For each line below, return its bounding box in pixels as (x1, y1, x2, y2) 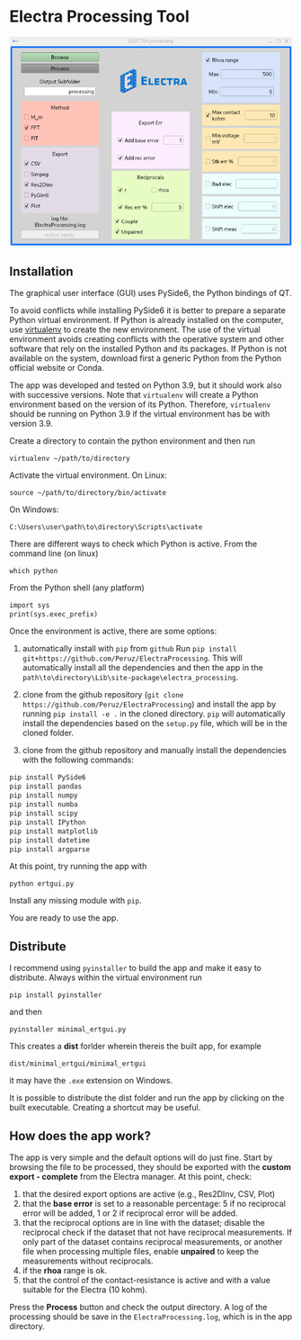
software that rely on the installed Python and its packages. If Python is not (9, 344, 288, 355)
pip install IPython (9, 818, 87, 827)
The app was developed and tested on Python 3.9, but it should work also (9, 380, 282, 391)
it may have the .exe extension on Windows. (9, 1075, 173, 1086)
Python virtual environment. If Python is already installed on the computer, (9, 315, 284, 326)
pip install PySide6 (9, 773, 87, 782)
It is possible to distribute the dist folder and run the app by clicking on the (9, 1093, 285, 1103)
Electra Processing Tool (9, 6, 190, 27)
